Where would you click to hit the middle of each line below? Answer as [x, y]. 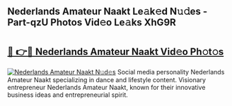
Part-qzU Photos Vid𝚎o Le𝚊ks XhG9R [92, 23]
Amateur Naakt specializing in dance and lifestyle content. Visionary [107, 80]
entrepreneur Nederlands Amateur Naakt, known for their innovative [106, 87]
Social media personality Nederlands [171, 72]
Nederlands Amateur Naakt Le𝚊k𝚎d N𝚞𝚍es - [108, 12]
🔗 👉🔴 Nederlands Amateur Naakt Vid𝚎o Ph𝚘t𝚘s [116, 52]
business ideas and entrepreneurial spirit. [68, 95]
